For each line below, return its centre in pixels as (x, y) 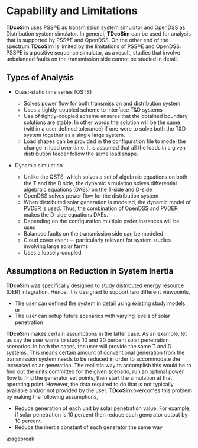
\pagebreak (20, 439)
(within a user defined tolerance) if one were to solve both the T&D (105, 128)
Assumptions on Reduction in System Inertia (90, 271)
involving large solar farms (56, 246)
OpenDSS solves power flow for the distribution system (91, 196)
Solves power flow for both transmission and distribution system (102, 103)
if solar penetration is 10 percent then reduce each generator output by (101, 414)
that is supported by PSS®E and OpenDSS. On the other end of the (87, 40)
